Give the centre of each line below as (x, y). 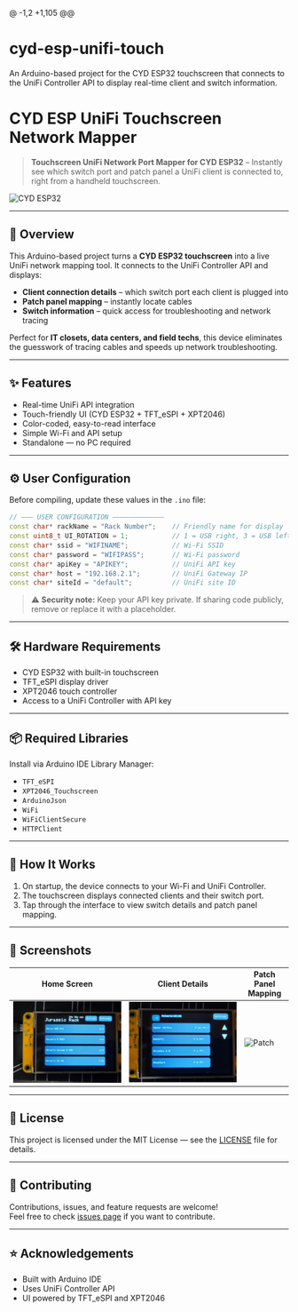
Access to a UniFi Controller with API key (97, 701)
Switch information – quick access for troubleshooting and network (146, 311)
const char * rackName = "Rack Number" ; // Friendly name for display (146, 527)
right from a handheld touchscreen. (96, 180)
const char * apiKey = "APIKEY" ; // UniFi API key (123, 564)
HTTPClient (42, 829)
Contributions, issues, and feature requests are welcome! (114, 1206)
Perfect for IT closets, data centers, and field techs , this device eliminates (146, 338)
